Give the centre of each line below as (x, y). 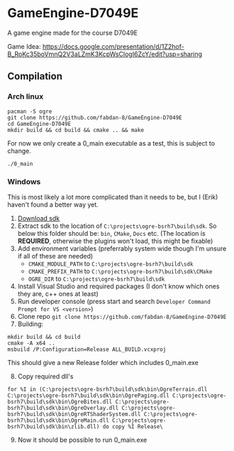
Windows (24, 181)
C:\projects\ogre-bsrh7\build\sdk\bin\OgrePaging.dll (89, 396)
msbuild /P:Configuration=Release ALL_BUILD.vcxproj (87, 349)
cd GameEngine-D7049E (39, 124)
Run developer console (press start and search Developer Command (114, 301)
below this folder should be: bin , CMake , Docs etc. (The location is (111, 233)
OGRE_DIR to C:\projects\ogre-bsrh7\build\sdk (96, 278)
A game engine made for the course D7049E (73, 33)
